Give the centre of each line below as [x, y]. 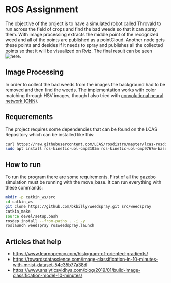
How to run [23, 164]
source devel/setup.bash [32, 216]
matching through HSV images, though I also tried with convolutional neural [84, 95]
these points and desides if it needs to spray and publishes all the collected [84, 45]
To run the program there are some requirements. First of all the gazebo [81, 177]
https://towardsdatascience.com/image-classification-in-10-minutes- [85, 260]
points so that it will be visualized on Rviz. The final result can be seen [79, 51]
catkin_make [18, 211]
